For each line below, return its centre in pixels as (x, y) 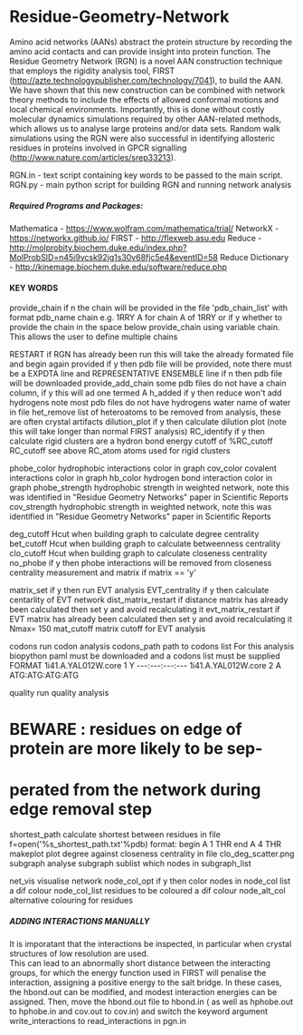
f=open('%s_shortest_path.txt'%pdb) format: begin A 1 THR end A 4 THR (146, 845)
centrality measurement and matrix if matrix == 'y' (103, 572)
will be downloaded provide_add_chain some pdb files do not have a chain (148, 384)
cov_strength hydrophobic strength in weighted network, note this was (141, 507)
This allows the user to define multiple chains (94, 337)
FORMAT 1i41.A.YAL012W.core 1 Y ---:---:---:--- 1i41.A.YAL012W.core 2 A (146, 666)
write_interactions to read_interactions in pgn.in (98, 1021)
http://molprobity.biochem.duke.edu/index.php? (98, 248)
